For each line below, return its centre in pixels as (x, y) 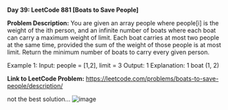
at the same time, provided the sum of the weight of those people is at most (114, 45)
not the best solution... (39, 99)
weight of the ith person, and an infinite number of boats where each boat (112, 30)
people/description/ (35, 86)
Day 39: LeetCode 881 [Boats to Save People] (73, 10)
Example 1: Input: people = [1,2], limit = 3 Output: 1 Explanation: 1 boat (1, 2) (113, 65)
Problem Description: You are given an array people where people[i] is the (113, 23)
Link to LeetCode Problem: (46, 79)
